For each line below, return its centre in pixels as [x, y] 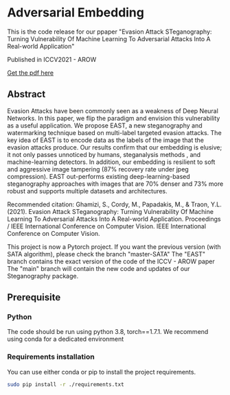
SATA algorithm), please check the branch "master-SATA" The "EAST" [106, 254]
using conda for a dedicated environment [66, 339]
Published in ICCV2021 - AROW [52, 59]
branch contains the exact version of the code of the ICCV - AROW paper [111, 261]
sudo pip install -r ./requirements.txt [66, 384]
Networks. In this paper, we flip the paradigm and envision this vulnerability [114, 118]
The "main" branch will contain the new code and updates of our [99, 268]
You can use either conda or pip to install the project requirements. [102, 372]
